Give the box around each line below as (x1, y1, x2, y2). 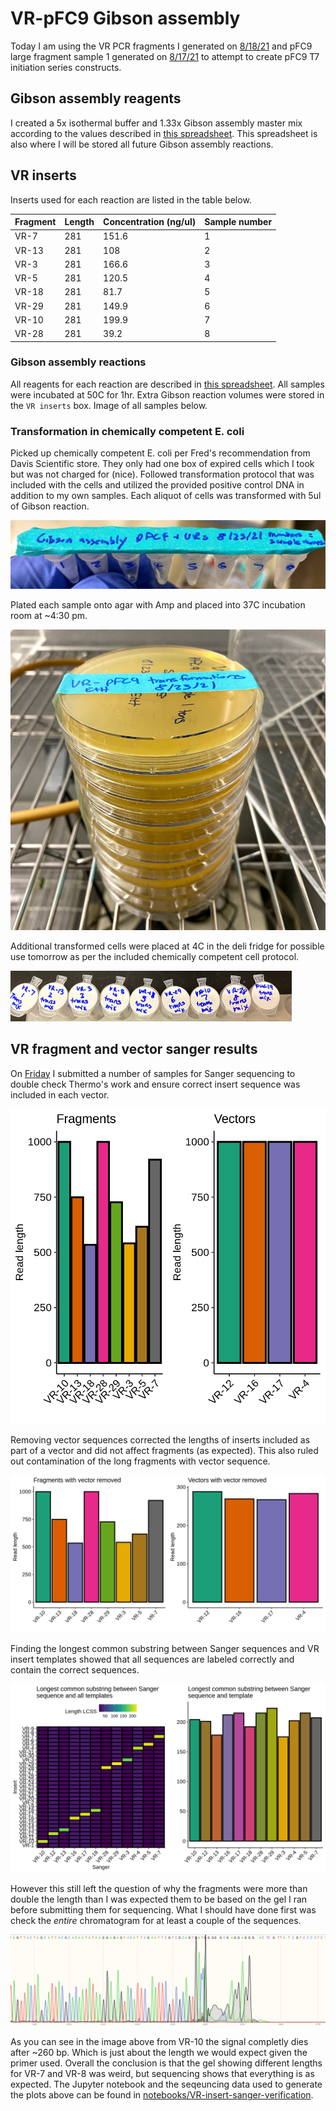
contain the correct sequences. (10, 1663, 140, 1676)
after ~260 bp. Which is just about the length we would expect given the (10, 2047, 308, 2059)
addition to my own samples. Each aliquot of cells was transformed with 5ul (10, 490, 322, 502)
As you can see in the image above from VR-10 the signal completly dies (10, 2036, 309, 2048)
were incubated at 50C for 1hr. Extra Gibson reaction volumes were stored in (10, 388, 325, 401)
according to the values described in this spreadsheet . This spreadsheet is (10, 127, 318, 139)
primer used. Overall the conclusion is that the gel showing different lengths (10, 2057, 323, 2069)
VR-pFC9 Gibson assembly (10, 7, 241, 30)
